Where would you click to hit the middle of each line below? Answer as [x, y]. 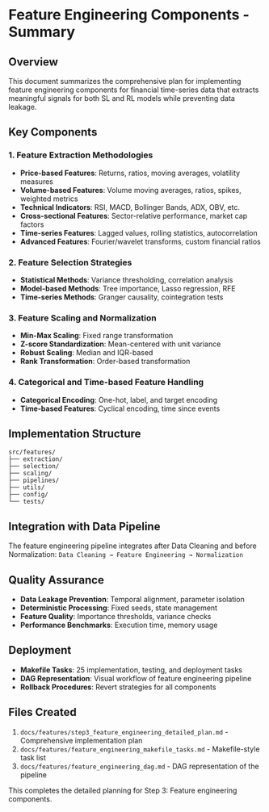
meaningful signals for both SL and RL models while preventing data [122, 98]
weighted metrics [49, 199]
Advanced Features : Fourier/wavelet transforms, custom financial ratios [140, 241]
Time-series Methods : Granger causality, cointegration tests [122, 297]
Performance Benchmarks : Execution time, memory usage [119, 625]
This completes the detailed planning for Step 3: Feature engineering [123, 790]
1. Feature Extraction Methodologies [81, 155]
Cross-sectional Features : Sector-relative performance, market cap [134, 216]
